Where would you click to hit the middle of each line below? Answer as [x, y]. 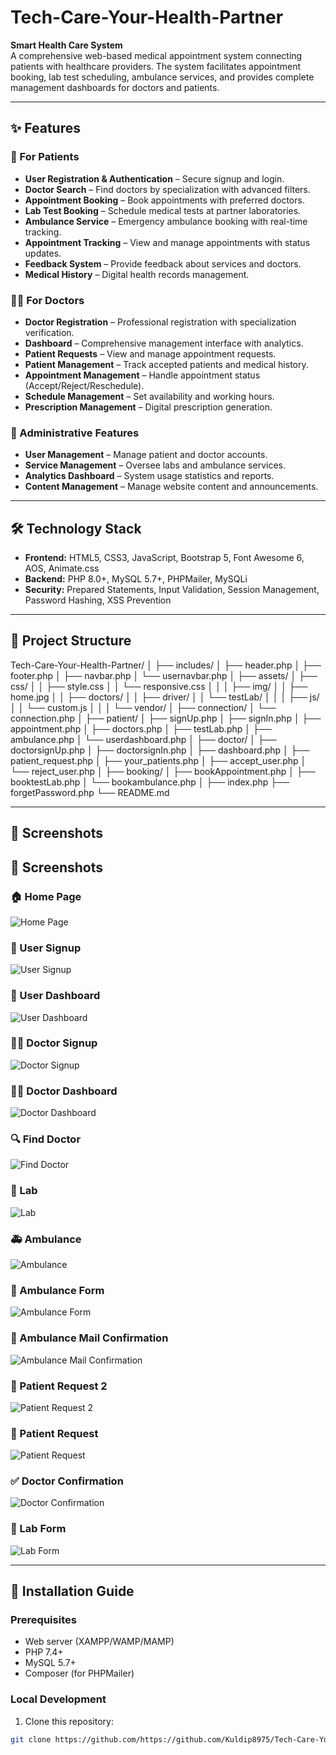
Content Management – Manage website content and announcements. [171, 487]
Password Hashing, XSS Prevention [98, 600]
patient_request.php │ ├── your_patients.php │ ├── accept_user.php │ [158, 760]
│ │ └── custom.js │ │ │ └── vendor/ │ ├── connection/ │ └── [143, 707]
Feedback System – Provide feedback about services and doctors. [163, 263]
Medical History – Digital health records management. [137, 274]
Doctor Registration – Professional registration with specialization [160, 322]
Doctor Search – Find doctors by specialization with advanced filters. [167, 189]
